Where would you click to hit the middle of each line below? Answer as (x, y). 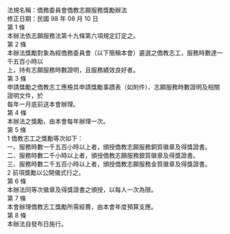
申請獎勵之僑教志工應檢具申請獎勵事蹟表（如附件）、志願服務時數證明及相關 (114, 87)
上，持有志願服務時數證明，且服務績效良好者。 (73, 70)
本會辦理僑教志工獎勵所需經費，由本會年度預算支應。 (82, 207)
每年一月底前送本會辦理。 (43, 104)
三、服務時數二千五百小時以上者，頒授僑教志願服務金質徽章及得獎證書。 (109, 164)
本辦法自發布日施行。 (37, 224)
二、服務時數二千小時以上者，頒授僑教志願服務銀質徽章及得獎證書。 (103, 155)
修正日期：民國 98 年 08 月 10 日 (53, 18)
